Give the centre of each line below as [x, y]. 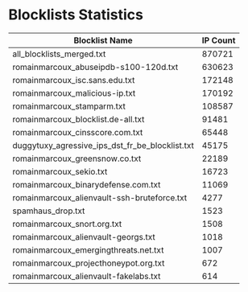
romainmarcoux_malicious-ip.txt [74, 93]
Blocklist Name [103, 40]
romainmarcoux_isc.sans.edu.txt [74, 80]
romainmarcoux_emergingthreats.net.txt [88, 249]
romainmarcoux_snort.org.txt [67, 224]
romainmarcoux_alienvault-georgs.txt [84, 236]
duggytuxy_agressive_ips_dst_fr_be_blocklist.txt [103, 145]
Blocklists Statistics [76, 15]
